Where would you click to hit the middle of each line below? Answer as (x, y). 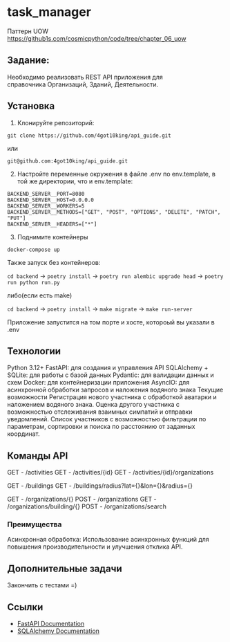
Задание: (28, 61)
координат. (23, 434)
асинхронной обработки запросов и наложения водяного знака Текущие (115, 390)
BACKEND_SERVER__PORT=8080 (46, 194)
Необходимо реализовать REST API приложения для (85, 77)
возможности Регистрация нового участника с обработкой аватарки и (112, 397)
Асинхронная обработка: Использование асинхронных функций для (108, 540)
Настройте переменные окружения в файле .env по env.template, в (116, 174)
